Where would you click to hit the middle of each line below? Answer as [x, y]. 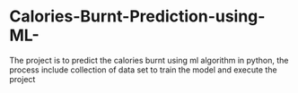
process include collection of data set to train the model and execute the [143, 70]
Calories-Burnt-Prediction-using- [137, 17]
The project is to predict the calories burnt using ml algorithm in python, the [149, 60]
